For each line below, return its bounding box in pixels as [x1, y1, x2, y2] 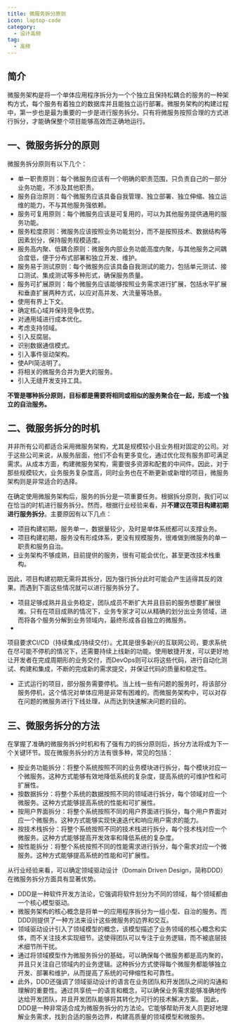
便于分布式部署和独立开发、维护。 [41, 253, 141, 262]
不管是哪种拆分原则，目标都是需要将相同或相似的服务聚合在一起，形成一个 [7, 391, 223, 399]
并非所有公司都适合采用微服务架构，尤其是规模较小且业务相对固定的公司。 [7, 442, 223, 451]
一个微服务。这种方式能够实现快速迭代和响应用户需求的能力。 [23, 816, 202, 825]
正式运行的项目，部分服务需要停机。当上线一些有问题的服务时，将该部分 [17, 680, 227, 688]
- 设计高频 [13, 29, 41, 37]
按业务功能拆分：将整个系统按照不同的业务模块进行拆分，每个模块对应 [17, 763, 221, 772]
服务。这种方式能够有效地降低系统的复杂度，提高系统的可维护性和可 [29, 772, 227, 781]
